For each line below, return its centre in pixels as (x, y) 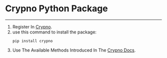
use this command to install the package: (54, 32)
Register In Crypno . (32, 27)
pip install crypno (33, 41)
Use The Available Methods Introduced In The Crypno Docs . (74, 50)
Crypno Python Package (57, 9)
